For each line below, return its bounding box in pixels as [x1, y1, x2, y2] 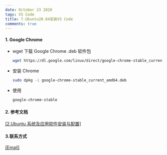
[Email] [5, 145, 20, 151]
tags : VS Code [5, 12, 35, 17]
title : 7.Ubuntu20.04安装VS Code [5, 16, 73, 21]
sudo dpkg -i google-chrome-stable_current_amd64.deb [12, 78, 127, 83]
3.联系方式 [5, 133, 27, 139]
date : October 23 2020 [5, 7, 52, 12]
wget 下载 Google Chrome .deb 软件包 [12, 48, 91, 54]
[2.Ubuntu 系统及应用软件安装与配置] [5, 121, 81, 127]
